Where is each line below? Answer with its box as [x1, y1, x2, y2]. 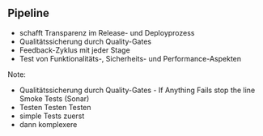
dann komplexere [19, 119, 78, 129]
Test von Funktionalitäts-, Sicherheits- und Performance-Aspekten [19, 53, 242, 63]
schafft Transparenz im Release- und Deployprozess [19, 28, 195, 37]
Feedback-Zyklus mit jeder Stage [19, 45, 130, 55]
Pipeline [7, 6, 50, 20]
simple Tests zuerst [19, 111, 85, 121]
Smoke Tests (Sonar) [19, 93, 90, 104]
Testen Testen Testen [19, 102, 91, 112]
